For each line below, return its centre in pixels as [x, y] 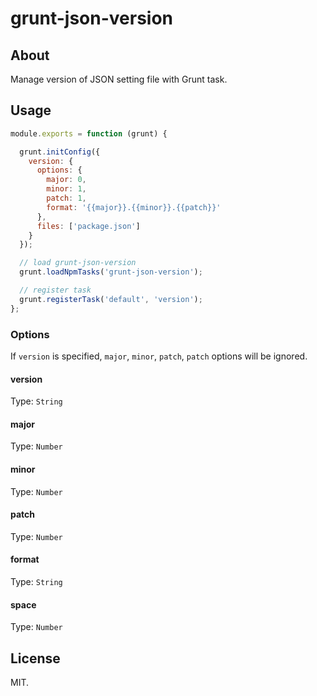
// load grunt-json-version [78, 263]
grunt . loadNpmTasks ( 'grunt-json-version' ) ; [111, 272]
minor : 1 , [66, 189]
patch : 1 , [66, 198]
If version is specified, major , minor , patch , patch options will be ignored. [159, 356]
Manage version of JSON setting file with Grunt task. [119, 79]
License [35, 658]
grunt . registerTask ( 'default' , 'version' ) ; [111, 299]
